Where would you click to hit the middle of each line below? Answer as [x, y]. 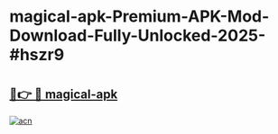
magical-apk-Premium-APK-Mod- [139, 17]
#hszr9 [37, 55]
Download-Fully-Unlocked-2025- [138, 36]
